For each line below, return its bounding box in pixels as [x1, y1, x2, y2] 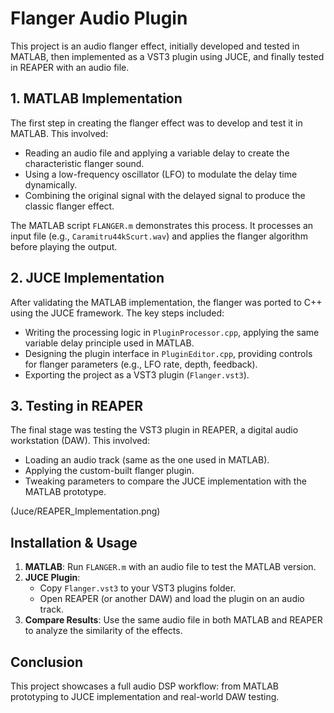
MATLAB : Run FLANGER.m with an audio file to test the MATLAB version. [24, 561, 317, 573]
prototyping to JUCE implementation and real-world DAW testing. [10, 691, 280, 702]
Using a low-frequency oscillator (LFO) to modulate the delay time [24, 168, 298, 180]
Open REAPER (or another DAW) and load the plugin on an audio [39, 593, 305, 605]
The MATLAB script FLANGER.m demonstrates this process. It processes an [10, 219, 314, 231]
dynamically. [24, 178, 78, 191]
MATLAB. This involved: [10, 127, 109, 139]
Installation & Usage [10, 534, 138, 551]
